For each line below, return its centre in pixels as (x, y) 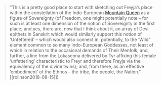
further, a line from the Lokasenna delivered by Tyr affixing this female (83, 56)
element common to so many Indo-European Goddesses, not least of (82, 45)
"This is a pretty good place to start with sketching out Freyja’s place (81, 7)
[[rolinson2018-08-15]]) (34, 77)
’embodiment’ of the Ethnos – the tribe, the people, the (66, 72)
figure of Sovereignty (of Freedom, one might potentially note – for (79, 18)
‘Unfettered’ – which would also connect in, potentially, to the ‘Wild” (80, 39)
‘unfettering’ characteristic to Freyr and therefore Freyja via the (75, 61)
